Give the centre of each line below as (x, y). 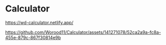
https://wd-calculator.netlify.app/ (39, 22)
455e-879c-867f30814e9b (33, 37)
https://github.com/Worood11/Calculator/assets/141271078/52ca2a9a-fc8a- (83, 32)
